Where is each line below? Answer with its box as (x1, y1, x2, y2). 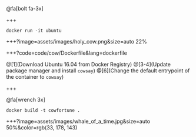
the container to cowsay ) (6, 73, 64, 80)
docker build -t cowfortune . (6, 108, 81, 113)
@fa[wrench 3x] (6, 96, 45, 103)
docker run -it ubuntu (6, 28, 62, 34)
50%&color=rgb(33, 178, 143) (6, 124, 78, 131)
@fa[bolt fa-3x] (6, 5, 44, 12)
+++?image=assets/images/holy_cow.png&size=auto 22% (6, 38, 147, 45)
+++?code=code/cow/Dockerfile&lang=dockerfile (6, 49, 128, 56)
